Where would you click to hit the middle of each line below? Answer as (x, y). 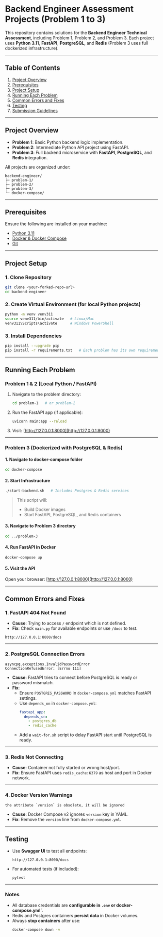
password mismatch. (33, 682)
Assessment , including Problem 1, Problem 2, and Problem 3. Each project (80, 38)
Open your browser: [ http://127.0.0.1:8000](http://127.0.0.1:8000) (69, 579)
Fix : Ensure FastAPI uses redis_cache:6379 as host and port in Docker (82, 773)
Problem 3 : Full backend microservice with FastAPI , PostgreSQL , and (82, 152)
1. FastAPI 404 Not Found (36, 612)
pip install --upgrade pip (32, 346)
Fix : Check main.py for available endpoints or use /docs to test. (75, 628)
